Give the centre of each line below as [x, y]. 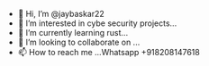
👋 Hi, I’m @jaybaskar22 [61, 14]
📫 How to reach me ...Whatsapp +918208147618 [109, 52]
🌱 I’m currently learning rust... [73, 33]
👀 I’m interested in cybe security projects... [97, 23]
